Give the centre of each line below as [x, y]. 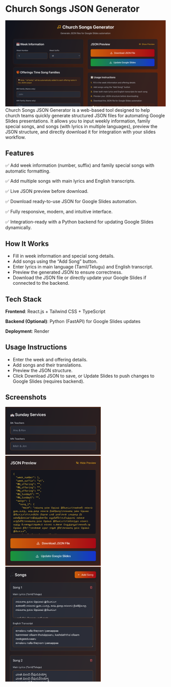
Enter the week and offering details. [50, 359]
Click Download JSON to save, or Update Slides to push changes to [83, 376]
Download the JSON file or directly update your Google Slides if [79, 278]
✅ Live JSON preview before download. [47, 191]
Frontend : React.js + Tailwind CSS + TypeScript [55, 311]
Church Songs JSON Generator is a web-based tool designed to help [78, 110]
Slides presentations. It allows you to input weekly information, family [78, 121]
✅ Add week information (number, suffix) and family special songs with [80, 165]
